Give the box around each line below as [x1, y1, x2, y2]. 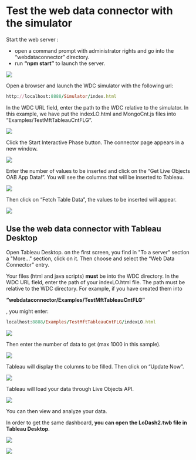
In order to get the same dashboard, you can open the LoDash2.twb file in [6, 419, 187, 426]
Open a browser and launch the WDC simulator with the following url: [6, 82, 174, 89]
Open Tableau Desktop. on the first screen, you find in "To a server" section [6, 248, 190, 255]
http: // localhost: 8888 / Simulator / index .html [6, 93, 117, 99]
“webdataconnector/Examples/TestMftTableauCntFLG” [6, 296, 146, 303]
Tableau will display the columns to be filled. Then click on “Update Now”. [6, 363, 184, 370]
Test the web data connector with [6, 4, 173, 18]
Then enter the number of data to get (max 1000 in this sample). [6, 340, 161, 347]
